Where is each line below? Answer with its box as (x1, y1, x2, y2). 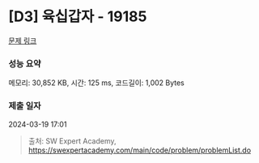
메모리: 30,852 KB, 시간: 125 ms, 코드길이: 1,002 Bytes (8, 78, 185, 88)
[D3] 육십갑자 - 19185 (8, 7, 147, 26)
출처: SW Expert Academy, (28, 135, 117, 146)
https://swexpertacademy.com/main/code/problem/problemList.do (28, 145, 252, 155)
